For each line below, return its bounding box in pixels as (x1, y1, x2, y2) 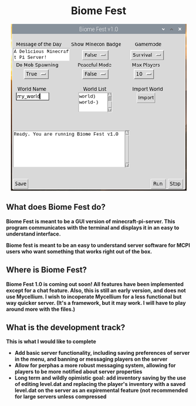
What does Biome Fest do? (6, 202, 106, 212)
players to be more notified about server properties (14, 368, 143, 375)
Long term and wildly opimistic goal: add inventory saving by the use (14, 374, 187, 381)
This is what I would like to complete (6, 338, 97, 345)
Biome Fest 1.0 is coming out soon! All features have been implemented (6, 280, 184, 287)
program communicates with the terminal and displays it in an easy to (6, 224, 180, 231)
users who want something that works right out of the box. (6, 248, 153, 255)
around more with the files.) (6, 306, 75, 313)
